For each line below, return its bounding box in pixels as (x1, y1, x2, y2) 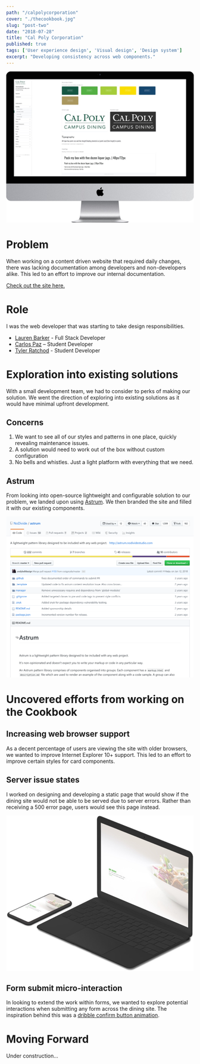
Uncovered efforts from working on (6, 693, 185, 706)
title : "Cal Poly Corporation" (6, 35, 84, 41)
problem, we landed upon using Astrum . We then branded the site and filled (6, 498, 192, 505)
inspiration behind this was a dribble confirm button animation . (6, 1011, 160, 1019)
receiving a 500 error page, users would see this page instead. (6, 804, 161, 811)
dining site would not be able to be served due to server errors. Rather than (6, 797, 191, 804)
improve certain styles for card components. (6, 758, 115, 765)
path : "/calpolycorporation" (6, 10, 79, 16)
